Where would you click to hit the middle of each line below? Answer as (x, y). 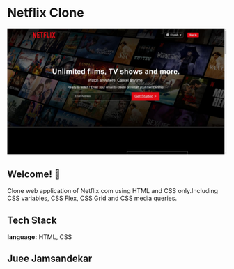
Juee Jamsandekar (50, 259)
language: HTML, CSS (40, 237)
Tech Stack (32, 220)
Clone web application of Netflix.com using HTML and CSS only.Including (112, 191)
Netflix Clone (46, 13)
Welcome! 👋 (34, 174)
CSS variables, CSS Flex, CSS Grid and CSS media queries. (92, 198)
